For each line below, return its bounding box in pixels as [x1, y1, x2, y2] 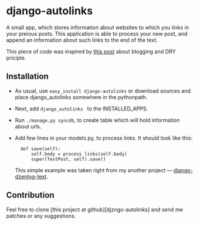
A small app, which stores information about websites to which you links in [6, 24, 189, 31]
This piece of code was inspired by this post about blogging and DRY [6, 47, 176, 55]
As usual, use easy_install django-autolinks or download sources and [14, 87, 191, 94]
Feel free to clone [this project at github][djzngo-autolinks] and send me [6, 206, 184, 213]
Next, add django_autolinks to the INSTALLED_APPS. [14, 105, 148, 112]
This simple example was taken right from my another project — [14, 166, 173, 173]
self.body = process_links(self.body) [30, 151, 128, 157]
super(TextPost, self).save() [30, 156, 106, 162]
